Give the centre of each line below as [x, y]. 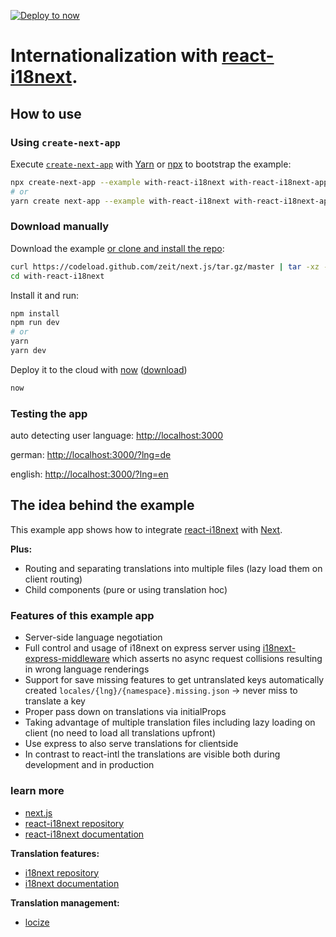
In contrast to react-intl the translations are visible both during [152, 754]
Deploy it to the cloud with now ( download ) [99, 369]
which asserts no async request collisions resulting [217, 659]
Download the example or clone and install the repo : [117, 248]
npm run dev [35, 323]
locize [37, 922]
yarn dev [28, 351]
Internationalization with [114, 56]
